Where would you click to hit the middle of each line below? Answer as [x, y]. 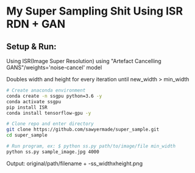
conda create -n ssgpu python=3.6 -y [54, 96]
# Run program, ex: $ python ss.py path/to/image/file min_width [91, 146]
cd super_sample [27, 135]
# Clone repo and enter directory [50, 124]
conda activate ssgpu [34, 101]
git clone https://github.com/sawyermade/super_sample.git [83, 130]
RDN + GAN [36, 24]
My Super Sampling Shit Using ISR [95, 11]
